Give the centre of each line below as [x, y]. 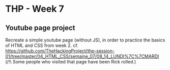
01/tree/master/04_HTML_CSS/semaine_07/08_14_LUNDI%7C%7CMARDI [82, 56]
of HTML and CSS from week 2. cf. [42, 45]
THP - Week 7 [35, 9]
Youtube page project [40, 28]
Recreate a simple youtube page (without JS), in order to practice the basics [85, 40]
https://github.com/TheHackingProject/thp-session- [60, 51]
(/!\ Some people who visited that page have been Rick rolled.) [71, 62]
